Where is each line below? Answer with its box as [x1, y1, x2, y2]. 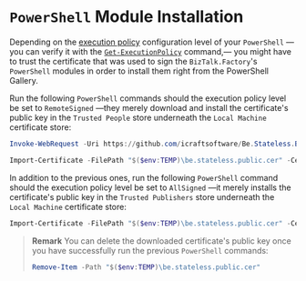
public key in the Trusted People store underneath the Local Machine [9, 112, 267, 123]
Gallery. [9, 75, 39, 85]
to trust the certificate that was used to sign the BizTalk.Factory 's [9, 55, 258, 66]
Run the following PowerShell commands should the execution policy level [9, 93, 287, 104]
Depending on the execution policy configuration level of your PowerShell [9, 36, 284, 47]
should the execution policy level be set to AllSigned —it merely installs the [9, 182, 291, 193]
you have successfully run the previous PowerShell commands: [31, 245, 269, 256]
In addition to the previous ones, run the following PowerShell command [9, 172, 279, 183]
